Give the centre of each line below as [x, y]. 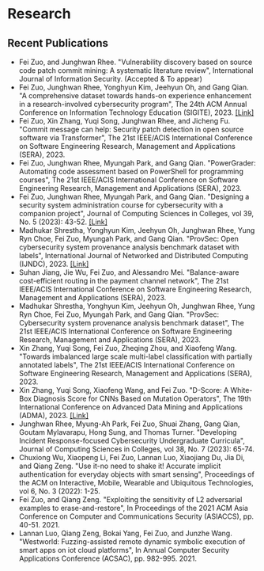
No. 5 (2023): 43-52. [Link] [63, 222]
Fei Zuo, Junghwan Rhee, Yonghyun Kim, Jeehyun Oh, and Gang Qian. [134, 87]
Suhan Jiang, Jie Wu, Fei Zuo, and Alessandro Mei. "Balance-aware [129, 272]
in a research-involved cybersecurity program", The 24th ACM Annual [133, 104]
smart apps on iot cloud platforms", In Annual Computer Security [124, 550]
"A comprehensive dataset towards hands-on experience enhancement [135, 95]
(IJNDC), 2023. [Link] [54, 264]
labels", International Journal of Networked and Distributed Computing [134, 255]
